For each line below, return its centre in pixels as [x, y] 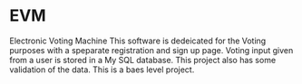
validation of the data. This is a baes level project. [102, 70]
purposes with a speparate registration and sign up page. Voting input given [151, 50]
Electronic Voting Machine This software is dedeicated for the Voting [138, 41]
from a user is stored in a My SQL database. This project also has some [143, 60]
